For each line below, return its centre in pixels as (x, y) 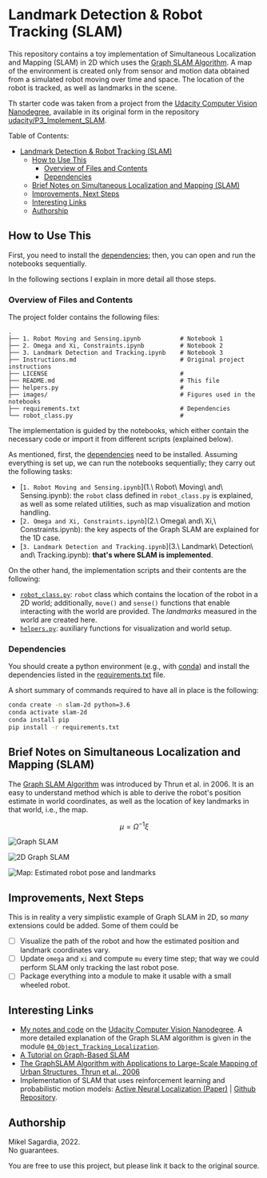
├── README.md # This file (114, 381)
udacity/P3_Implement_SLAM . (58, 120)
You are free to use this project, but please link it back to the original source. (134, 1165)
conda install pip (39, 720)
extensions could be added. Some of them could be (94, 925)
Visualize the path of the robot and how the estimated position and (130, 941)
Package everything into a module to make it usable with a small (126, 976)
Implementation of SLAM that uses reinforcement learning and (122, 1080)
